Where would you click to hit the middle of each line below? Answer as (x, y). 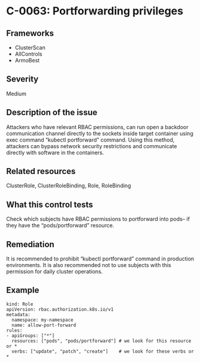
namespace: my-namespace (43, 320)
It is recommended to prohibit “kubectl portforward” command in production (100, 259)
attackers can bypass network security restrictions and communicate (92, 146)
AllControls (28, 54)
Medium (16, 94)
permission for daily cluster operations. (54, 272)
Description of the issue (52, 112)
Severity (22, 79)
